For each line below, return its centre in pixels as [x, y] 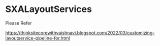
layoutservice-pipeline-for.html [38, 38]
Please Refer [19, 23]
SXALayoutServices [49, 9]
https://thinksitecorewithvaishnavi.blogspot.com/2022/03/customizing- [80, 32]
